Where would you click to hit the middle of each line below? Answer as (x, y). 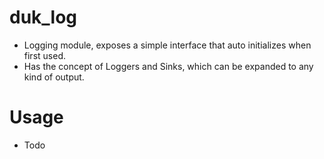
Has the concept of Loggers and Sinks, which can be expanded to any (168, 66)
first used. (44, 55)
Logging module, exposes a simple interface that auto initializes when (167, 45)
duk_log (43, 17)
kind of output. (54, 77)
